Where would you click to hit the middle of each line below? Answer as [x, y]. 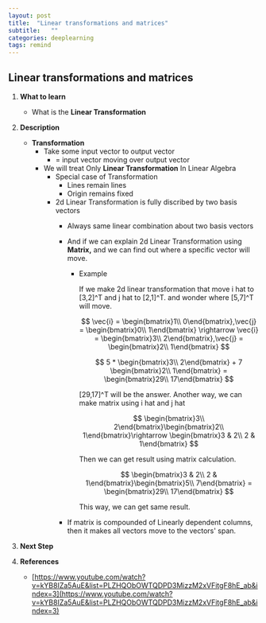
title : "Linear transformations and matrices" [89, 23]
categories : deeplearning [51, 38]
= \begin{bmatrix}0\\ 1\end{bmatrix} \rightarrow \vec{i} [169, 329]
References [39, 561]
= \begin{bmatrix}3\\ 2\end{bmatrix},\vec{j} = [169, 338]
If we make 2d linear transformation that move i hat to [166, 289]
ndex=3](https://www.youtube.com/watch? [102, 594]
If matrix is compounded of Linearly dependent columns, [160, 522]
